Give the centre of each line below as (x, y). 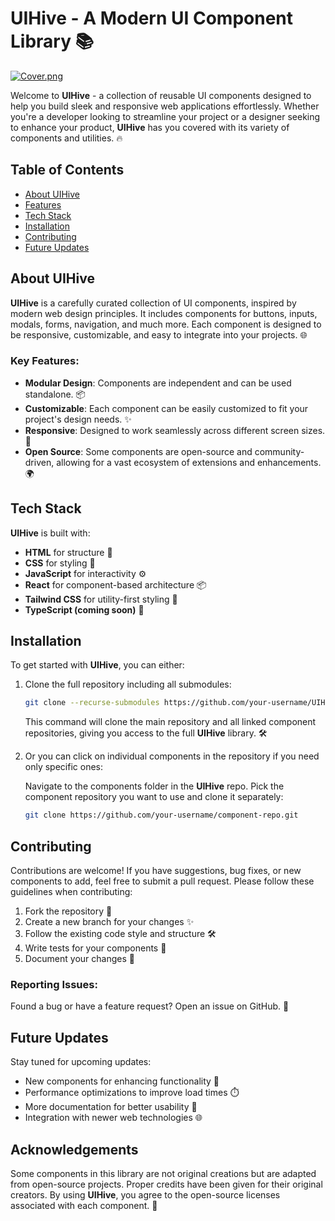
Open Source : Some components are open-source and (138, 451)
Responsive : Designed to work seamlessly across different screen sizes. (175, 430)
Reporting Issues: (54, 984)
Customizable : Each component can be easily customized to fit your (166, 408)
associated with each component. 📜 (84, 1205)
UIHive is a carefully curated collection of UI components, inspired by (153, 303)
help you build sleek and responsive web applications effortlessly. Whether (165, 106)
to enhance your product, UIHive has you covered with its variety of (150, 127)
